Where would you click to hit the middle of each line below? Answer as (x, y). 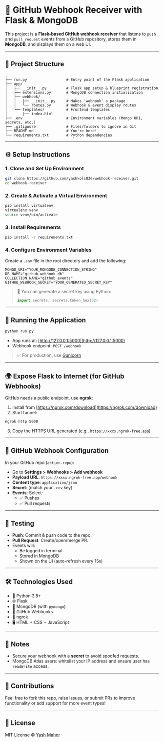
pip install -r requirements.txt (39, 238)
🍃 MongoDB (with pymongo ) (39, 606)
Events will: (23, 545)
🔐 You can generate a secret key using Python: (64, 291)
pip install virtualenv (29, 206)
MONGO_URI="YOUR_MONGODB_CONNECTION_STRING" (51, 270)
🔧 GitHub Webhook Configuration (57, 451)
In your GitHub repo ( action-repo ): (40, 462)
